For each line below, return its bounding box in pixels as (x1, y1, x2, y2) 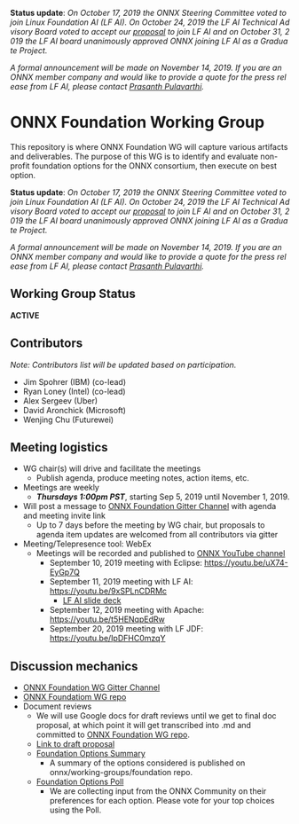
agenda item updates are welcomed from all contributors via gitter (35, 530, 279, 540)
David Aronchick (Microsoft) (22, 404, 127, 415)
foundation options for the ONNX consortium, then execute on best (31, 160, 278, 171)
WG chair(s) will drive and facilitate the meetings (22, 463, 201, 474)
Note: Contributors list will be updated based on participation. (10, 359, 237, 370)
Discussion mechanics (10, 658, 138, 673)
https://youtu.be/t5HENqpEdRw (49, 614, 165, 624)
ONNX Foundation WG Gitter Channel (22, 682, 161, 693)
